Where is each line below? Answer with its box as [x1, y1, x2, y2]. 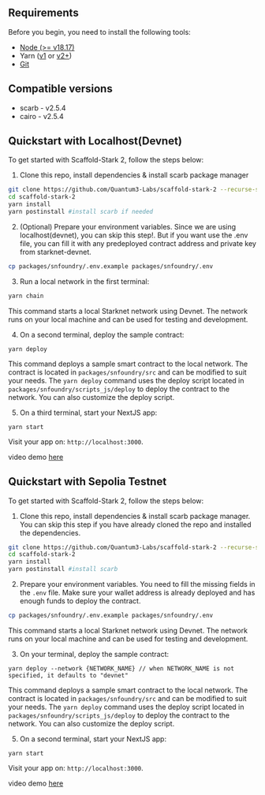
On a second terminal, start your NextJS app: [19, 733, 167, 744]
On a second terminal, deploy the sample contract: [19, 330, 185, 339]
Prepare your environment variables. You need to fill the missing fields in [19, 580, 256, 588]
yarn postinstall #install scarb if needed [8, 208, 154, 216]
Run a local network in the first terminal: [19, 276, 150, 286]
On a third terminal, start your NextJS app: [19, 408, 158, 417]
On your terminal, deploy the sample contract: [19, 649, 170, 659]
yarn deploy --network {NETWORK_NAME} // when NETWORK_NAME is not [8, 664, 235, 673]
